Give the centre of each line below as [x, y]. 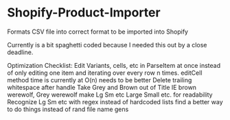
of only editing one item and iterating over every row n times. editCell [105, 73]
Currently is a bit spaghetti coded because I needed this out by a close [107, 45]
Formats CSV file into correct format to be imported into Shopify [98, 32]
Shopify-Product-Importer [84, 13]
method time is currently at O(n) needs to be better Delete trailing [100, 80]
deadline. [20, 52]
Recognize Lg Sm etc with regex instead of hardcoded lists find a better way [115, 101]
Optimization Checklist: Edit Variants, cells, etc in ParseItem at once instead [114, 65]
